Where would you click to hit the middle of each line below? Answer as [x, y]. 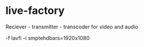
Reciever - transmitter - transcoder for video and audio [72, 27]
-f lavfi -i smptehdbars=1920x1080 [48, 38]
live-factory [35, 11]
